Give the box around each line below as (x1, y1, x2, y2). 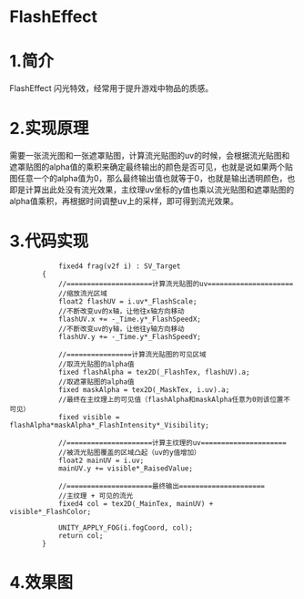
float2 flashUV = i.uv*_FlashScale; (57, 297, 198, 306)
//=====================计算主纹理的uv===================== (57, 439, 287, 448)
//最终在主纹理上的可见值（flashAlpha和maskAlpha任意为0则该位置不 (57, 395, 291, 404)
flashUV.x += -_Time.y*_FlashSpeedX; (57, 315, 202, 324)
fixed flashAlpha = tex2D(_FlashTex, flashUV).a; (57, 367, 250, 377)
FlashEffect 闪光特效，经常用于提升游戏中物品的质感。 (9, 83, 214, 94)
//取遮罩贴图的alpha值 (57, 377, 135, 387)
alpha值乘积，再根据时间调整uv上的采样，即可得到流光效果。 (9, 196, 239, 207)
